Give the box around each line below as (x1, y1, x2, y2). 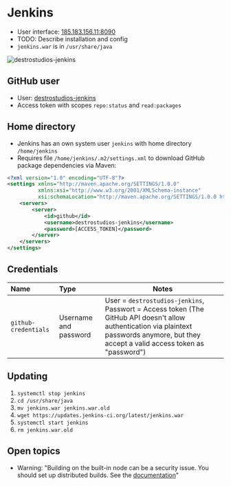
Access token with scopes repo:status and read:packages (16, 101, 181, 109)
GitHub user (7, 76, 60, 87)
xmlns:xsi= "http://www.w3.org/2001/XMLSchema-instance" (37, 187, 201, 194)
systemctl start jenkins (16, 419, 89, 426)
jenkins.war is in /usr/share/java (16, 42, 113, 50)
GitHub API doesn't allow (104, 313, 186, 322)
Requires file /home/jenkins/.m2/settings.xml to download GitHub (16, 153, 205, 162)
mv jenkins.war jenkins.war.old (16, 404, 110, 412)
